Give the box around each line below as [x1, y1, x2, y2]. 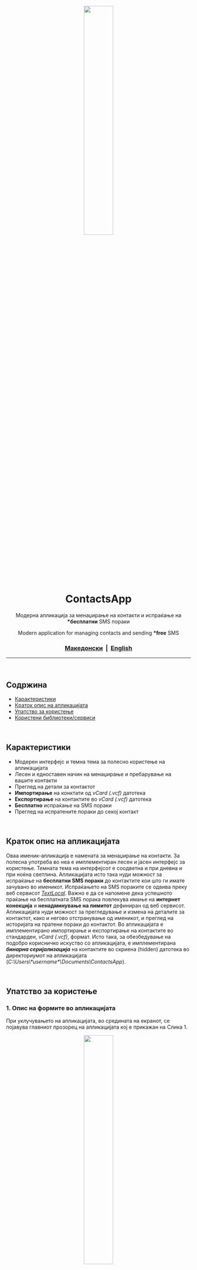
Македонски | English [64, 644, 133, 652]
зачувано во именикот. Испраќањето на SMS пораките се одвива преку [6, 883, 188, 890]
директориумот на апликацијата [6, 952, 87, 959]
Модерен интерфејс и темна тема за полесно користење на [14, 758, 165, 765]
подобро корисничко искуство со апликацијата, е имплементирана [6, 939, 176, 946]
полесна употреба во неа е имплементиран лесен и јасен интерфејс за [6, 858, 185, 865]
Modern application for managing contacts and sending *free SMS [18, 629, 179, 636]
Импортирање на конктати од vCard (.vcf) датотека [14, 789, 146, 796]
